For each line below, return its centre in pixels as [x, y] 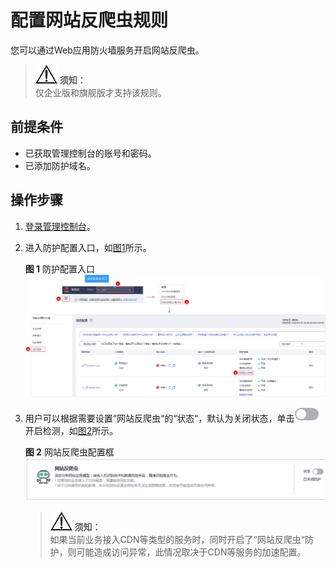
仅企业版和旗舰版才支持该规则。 [100, 92]
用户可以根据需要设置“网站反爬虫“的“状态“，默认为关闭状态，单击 [159, 418]
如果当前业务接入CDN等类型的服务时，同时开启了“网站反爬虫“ [177, 539]
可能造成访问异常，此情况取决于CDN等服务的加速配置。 [191, 552]
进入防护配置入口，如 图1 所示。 [88, 247]
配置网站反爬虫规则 [89, 20]
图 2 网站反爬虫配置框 [69, 452]
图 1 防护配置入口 [60, 268]
